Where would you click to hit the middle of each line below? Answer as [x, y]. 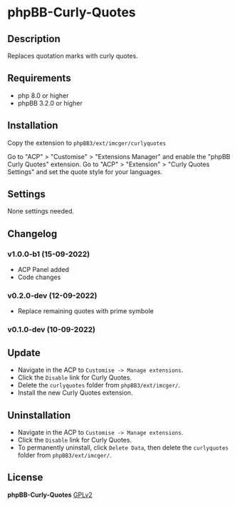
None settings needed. [41, 211]
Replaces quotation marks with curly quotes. [73, 56]
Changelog [32, 234]
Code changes [39, 277]
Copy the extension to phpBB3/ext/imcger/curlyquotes [87, 143]
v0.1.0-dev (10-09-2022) [52, 330]
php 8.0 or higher [43, 95]
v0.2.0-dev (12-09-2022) [52, 295]
